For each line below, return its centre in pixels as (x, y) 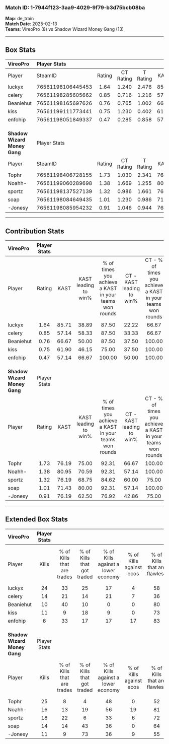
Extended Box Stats (36, 520)
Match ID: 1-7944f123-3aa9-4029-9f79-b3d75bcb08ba (75, 8)
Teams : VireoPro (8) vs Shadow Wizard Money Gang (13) (65, 29)
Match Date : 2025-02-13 (31, 24)
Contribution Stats (35, 231)
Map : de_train (20, 19)
